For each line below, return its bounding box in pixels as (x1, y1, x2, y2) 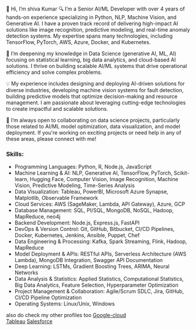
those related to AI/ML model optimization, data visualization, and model (6, 123, 180, 130)
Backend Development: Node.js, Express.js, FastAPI (14, 219, 140, 226)
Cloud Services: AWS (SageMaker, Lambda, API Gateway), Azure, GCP (14, 200, 185, 207)
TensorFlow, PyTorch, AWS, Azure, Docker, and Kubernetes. (6, 39, 151, 46)
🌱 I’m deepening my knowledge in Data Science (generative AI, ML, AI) (6, 50, 177, 57)
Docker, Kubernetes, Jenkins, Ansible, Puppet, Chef (14, 232, 140, 239)
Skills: (6, 149, 25, 158)
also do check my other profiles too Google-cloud (6, 312, 126, 319)
